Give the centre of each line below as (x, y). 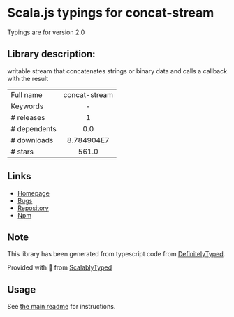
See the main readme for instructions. (61, 307)
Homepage (34, 193)
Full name (27, 94)
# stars (22, 152)
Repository (33, 208)
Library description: (51, 54)
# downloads (32, 140)
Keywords (27, 106)
